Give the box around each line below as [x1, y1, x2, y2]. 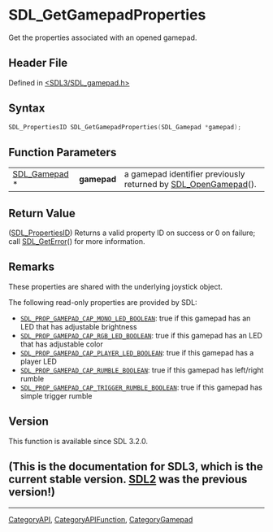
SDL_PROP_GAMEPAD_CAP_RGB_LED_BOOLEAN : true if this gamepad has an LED [19, 330, 262, 340]
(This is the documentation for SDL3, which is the [8, 460, 264, 473]
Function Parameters [8, 145, 117, 159]
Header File [8, 56, 68, 70]
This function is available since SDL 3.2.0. [8, 436, 149, 446]
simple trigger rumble [19, 390, 93, 400]
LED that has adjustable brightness [19, 321, 137, 331]
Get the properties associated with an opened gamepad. [8, 33, 197, 42]
